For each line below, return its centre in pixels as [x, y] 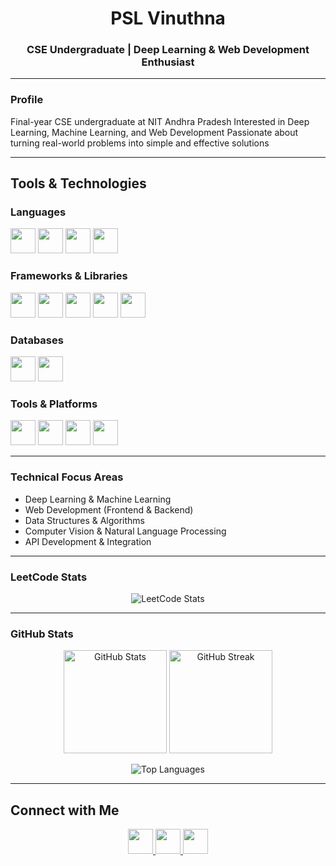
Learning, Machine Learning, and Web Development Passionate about [154, 132]
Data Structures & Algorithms [84, 520]
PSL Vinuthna [168, 18]
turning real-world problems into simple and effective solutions [140, 143]
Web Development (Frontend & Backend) [109, 509]
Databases [37, 340]
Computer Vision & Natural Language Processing [125, 531]
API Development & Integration [88, 541]
